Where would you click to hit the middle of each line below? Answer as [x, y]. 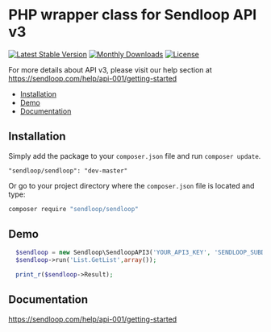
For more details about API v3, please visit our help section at [110, 69]
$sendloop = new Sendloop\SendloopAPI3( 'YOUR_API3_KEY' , [113, 253]
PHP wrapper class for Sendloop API [133, 15]
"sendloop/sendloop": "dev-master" [68, 171]
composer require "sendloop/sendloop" [73, 209]
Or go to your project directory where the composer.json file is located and [131, 185]
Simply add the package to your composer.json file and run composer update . [135, 156]
